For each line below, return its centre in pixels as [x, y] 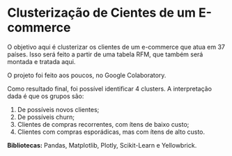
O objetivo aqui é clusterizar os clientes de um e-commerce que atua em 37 [116, 47]
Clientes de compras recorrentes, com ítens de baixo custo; [103, 124]
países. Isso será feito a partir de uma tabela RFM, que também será [105, 54]
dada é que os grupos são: [46, 96]
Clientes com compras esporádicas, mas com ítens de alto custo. [111, 132]
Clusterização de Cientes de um [102, 13]
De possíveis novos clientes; [58, 109]
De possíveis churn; [46, 117]
